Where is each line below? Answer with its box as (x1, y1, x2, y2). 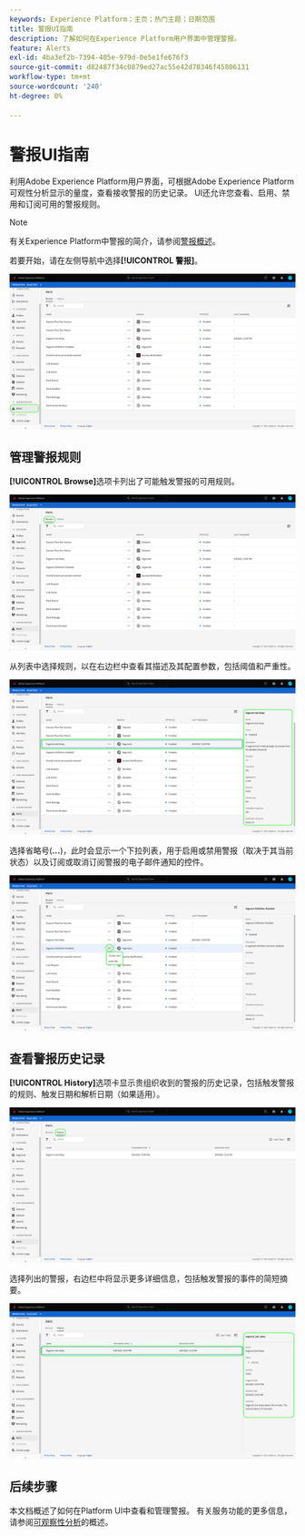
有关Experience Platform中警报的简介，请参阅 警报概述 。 (9, 236, 221, 247)
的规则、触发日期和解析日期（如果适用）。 (9, 1088, 165, 1099)
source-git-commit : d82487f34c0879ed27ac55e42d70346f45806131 (9, 63, 250, 72)
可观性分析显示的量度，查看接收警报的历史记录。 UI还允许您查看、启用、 (9, 188, 283, 198)
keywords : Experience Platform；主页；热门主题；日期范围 (9, 15, 216, 24)
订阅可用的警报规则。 (25, 198, 105, 209)
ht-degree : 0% (9, 91, 64, 100)
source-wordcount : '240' (9, 82, 103, 91)
